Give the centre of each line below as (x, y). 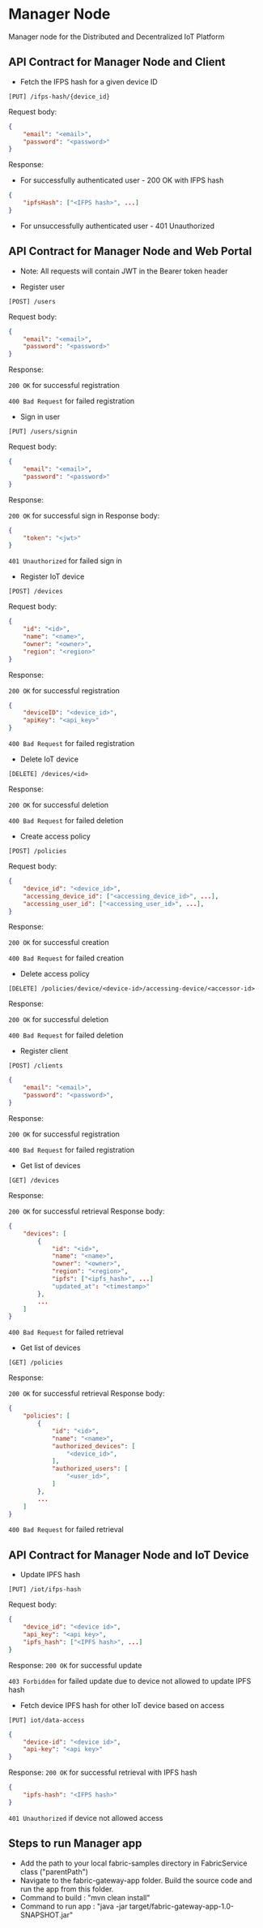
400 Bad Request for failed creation (66, 958)
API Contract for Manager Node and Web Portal (130, 251)
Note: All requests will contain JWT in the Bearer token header (124, 271)
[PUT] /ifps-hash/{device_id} (59, 97)
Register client (44, 1051)
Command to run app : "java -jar (74, 1906)
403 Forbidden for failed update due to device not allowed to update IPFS (130, 1680)
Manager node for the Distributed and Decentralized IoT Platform (117, 37)
